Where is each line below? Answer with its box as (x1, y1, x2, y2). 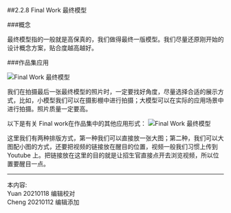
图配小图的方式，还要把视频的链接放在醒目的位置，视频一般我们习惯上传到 (7, 143, 218, 150)
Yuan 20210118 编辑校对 (7, 190, 76, 197)
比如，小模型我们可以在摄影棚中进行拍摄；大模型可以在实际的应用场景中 (19, 96, 224, 104)
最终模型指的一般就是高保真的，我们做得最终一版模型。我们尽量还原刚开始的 (7, 35, 224, 43)
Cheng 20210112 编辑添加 (7, 198, 80, 206)
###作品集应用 (7, 58, 49, 67)
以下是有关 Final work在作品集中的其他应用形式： (7, 120, 146, 127)
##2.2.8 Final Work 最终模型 (7, 6, 87, 14)
